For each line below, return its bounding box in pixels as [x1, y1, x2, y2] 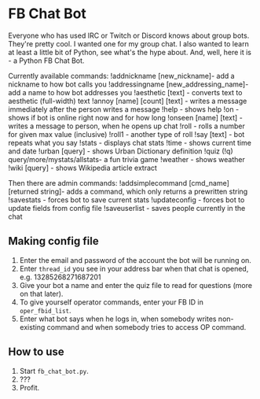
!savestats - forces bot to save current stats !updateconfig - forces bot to [8, 194, 245, 205]
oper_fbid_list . [19, 305, 72, 315]
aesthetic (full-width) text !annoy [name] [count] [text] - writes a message [8, 96, 247, 105]
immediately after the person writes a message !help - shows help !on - [8, 104, 240, 114]
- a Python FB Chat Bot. [8, 56, 85, 65]
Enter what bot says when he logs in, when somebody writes [19, 314, 217, 323]
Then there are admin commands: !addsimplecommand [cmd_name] [8, 178, 230, 187]
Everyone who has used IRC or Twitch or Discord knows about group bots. [8, 31, 250, 40]
